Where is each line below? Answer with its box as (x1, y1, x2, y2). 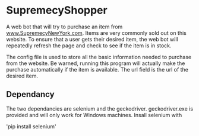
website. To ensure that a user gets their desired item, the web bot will (6, 35, 178, 43)
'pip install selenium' (6, 122, 56, 130)
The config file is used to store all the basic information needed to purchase (6, 53, 192, 60)
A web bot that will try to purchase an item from (6, 23, 123, 30)
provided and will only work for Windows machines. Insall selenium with (6, 111, 182, 118)
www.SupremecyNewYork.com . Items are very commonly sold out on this (6, 29, 187, 36)
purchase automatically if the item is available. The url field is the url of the (6, 66, 189, 73)
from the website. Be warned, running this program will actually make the (6, 60, 185, 67)
